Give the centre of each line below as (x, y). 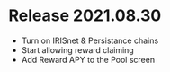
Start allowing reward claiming (77, 49)
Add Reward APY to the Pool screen (88, 59)
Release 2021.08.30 (85, 16)
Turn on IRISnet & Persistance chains (90, 40)
